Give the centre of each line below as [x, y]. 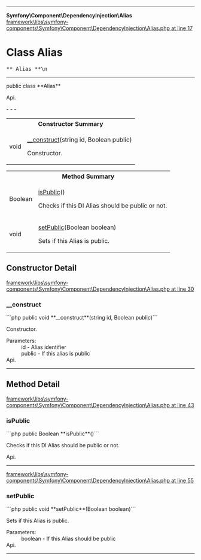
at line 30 [183, 289]
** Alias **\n [27, 69]
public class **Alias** [33, 86]
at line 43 [183, 405]
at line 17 [182, 28]
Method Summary [88, 176]
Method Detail [33, 384]
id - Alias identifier [44, 347]
